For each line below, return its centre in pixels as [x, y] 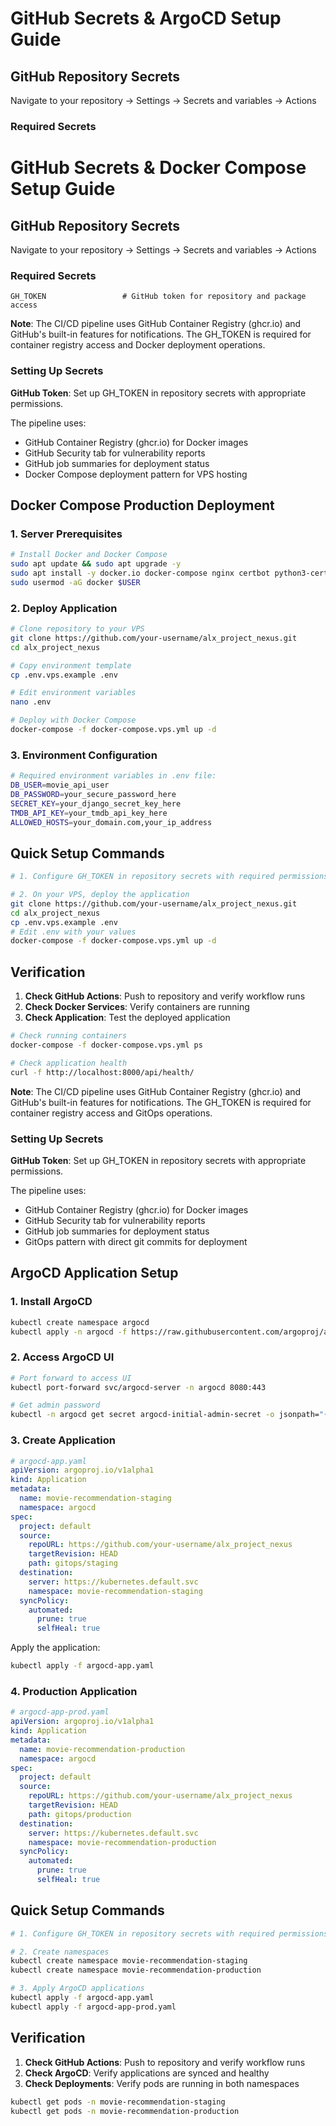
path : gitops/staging [73, 1563]
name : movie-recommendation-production [102, 1749]
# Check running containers [69, 1036]
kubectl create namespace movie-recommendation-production [136, 1970]
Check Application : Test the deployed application [127, 1018]
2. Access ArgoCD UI [62, 1357]
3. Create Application [63, 1440]
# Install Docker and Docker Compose [89, 555]
